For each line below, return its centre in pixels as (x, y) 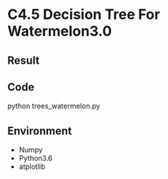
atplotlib (32, 166)
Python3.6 (35, 158)
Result (24, 60)
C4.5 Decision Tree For (84, 15)
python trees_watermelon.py (54, 106)
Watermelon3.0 (60, 31)
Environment (40, 131)
